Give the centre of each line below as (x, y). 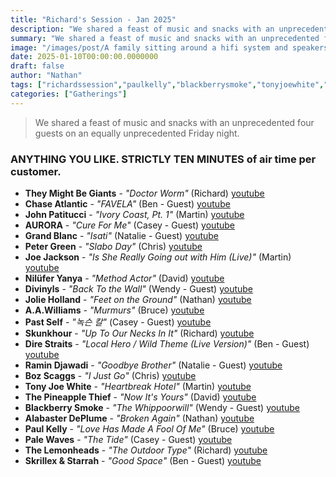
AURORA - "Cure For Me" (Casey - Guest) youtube (129, 225)
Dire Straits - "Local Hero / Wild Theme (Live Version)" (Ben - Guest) (167, 343)
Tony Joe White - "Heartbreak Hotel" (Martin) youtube (138, 386)
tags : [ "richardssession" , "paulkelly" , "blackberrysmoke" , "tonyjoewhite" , (167, 85)
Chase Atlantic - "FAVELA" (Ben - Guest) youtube (127, 203)
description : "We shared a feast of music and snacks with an (142, 29)
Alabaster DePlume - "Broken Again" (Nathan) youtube (139, 418)
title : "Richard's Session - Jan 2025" (93, 19)
